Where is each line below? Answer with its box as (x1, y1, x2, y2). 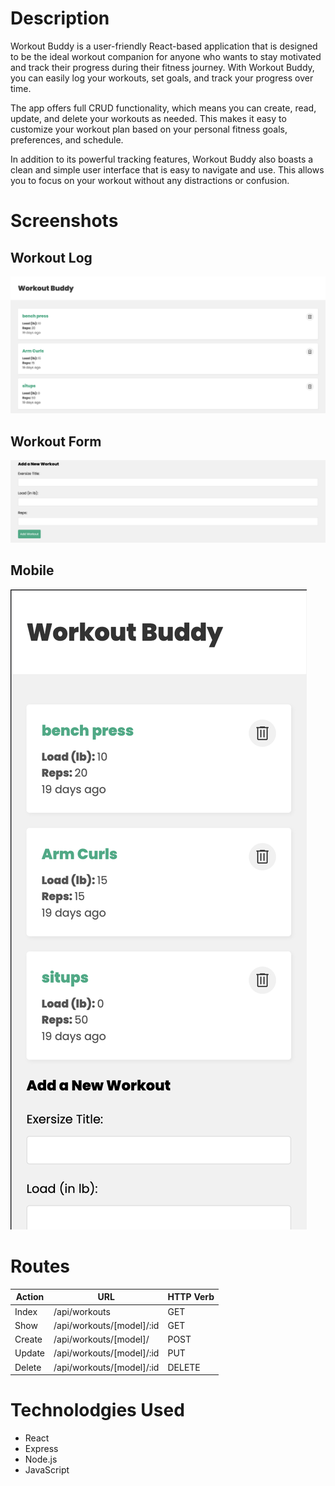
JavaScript (24, 1463, 70, 1476)
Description (10, 7, 110, 30)
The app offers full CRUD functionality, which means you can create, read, (10, 102, 317, 114)
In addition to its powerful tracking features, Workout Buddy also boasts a (10, 153, 314, 165)
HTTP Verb (167, 1291, 215, 1303)
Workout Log (10, 249, 93, 266)
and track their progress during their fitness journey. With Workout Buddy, (10, 61, 315, 73)
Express (24, 1442, 59, 1454)
